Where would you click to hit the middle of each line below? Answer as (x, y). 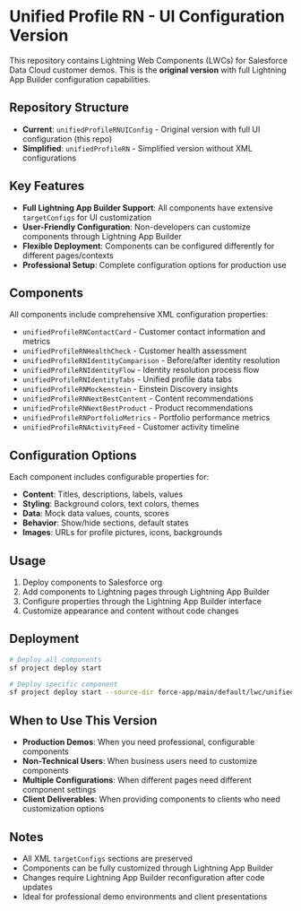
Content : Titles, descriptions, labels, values (103, 494)
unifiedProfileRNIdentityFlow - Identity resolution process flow (141, 370)
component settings (59, 790)
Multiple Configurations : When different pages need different (137, 780)
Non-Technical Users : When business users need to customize (140, 761)
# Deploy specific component (64, 684)
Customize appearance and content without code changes (130, 611)
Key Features (47, 186)
